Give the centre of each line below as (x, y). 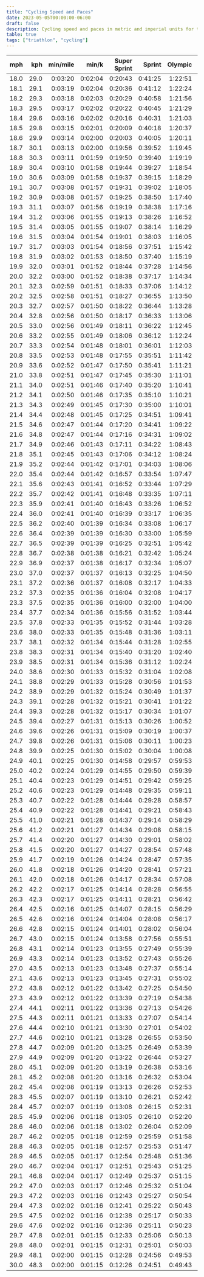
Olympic (180, 64)
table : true (21, 35)
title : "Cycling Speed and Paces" (50, 12)
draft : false (23, 23)
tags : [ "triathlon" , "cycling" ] (47, 40)
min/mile (61, 64)
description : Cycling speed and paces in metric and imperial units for (100, 29)
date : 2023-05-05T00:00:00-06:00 (49, 18)
